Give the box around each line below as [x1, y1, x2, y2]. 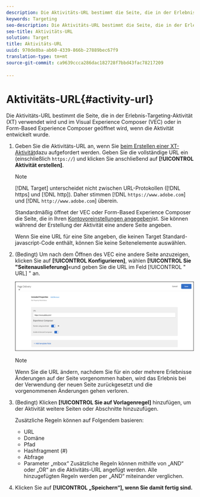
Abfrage [23, 453, 44, 461]
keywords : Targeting [6, 15, 58, 22]
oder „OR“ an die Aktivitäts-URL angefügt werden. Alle [23, 466, 158, 473]
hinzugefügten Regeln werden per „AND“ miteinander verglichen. [23, 472, 184, 479]
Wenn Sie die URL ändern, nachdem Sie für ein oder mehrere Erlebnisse [14, 368, 192, 375]
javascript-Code [14, 239, 55, 246]
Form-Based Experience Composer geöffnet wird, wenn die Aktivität [6, 125, 174, 132]
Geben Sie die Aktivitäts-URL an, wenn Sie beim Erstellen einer [14, 143, 170, 150]
